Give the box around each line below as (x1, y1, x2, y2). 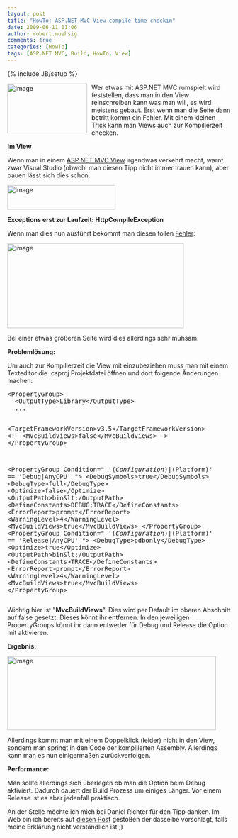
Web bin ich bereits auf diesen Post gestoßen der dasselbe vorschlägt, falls (7, 815, 228, 823)
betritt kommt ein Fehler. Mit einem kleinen (91, 113, 216, 121)
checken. (91, 128, 119, 137)
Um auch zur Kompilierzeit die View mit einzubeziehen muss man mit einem (7, 361, 229, 370)
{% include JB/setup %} (7, 69, 78, 78)
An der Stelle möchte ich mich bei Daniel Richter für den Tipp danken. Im (7, 807, 220, 816)
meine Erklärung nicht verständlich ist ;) (7, 822, 124, 831)
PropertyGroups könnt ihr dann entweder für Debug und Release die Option (7, 620, 228, 629)
